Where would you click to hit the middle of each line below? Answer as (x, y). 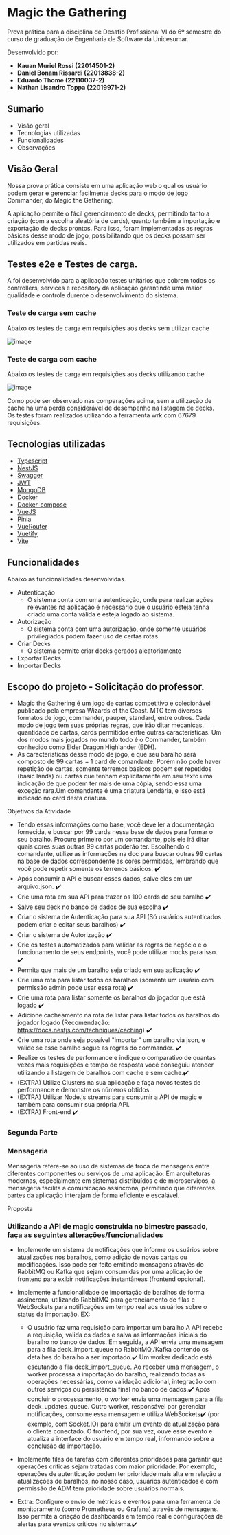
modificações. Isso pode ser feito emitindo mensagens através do (110, 1264)
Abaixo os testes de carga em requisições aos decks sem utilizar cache (108, 328)
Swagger (30, 475)
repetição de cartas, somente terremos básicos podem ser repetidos (114, 769)
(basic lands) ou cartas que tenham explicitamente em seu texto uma (115, 776)
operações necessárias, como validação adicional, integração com (122, 1381)
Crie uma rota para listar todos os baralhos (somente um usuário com (115, 980)
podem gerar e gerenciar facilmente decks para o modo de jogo (98, 193)
